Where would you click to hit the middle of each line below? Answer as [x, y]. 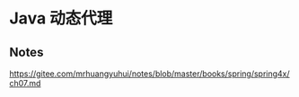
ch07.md [25, 83]
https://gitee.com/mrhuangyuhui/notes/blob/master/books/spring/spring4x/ [149, 74]
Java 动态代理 [61, 18]
